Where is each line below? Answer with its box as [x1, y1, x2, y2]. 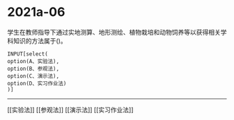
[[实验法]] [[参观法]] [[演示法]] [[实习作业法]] [7, 105, 134, 114]
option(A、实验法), [7, 58, 60, 65]
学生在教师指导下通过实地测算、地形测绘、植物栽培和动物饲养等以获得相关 [7, 28, 221, 36]
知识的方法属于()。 [13, 36, 68, 45]
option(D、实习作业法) [7, 80, 67, 87]
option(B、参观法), [7, 65, 60, 72]
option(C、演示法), [7, 72, 60, 80]
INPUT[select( [7, 50, 49, 58]
